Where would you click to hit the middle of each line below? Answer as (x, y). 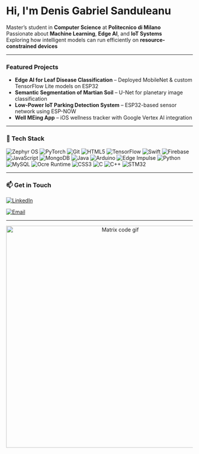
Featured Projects (32, 67)
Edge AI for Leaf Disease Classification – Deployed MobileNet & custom (103, 80)
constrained (21, 46)
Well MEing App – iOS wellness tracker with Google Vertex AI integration (103, 118)
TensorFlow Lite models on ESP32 (57, 86)
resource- (153, 40)
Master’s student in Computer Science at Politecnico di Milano (84, 27)
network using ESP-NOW (45, 111)
